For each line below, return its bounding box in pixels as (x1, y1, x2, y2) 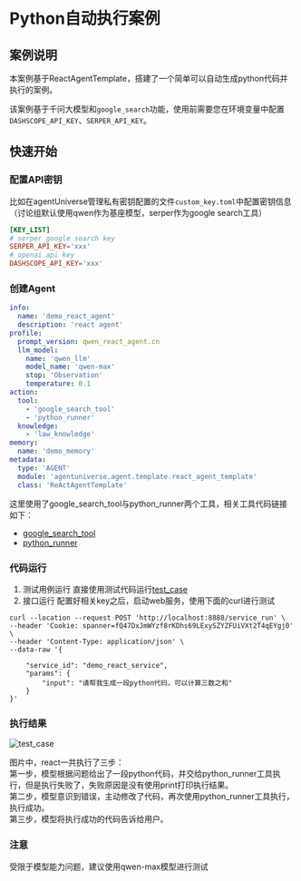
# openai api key (9, 250, 75, 259)
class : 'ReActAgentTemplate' (17, 480, 128, 490)
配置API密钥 (9, 173, 63, 186)
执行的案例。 (9, 84, 57, 95)
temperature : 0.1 (25, 379, 92, 388)
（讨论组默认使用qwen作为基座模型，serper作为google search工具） (9, 207, 267, 218)
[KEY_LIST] (9, 225, 51, 234)
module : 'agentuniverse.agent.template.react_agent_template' (17, 472, 257, 481)
